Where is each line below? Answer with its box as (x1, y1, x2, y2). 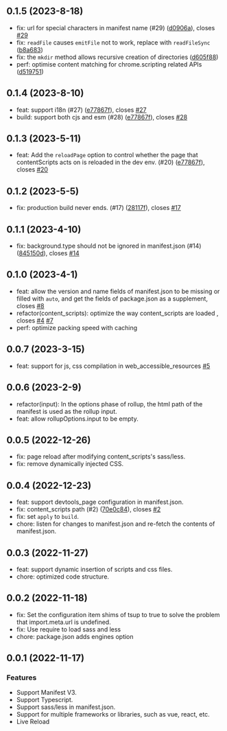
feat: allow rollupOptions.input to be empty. (16, 415, 139, 423)
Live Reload (16, 717, 50, 726)
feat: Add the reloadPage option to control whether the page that (16, 151, 198, 159)
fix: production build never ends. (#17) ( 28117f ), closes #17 (16, 204, 181, 212)
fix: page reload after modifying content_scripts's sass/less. (16, 452, 186, 461)
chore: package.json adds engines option (16, 632, 134, 640)
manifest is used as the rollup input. (16, 407, 117, 415)
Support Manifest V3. (16, 688, 77, 697)
